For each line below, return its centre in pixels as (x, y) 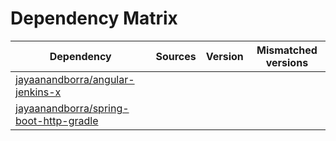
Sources (176, 56)
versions (287, 62)
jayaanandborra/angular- (75, 79)
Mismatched (287, 50)
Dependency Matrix (94, 18)
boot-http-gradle (57, 120)
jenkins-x (38, 92)
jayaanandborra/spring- (72, 108)
